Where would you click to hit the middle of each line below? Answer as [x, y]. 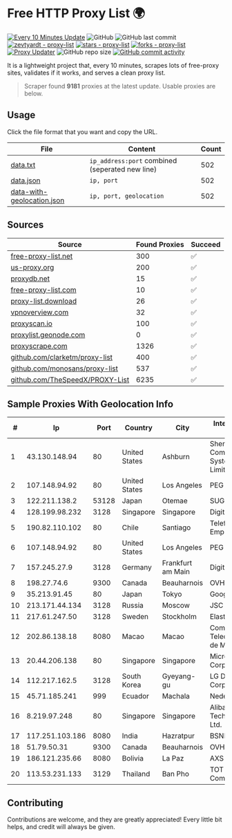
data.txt [23, 165]
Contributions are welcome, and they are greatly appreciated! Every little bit [115, 819]
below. [33, 93]
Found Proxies [160, 244]
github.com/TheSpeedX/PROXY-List [70, 380]
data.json [26, 180]
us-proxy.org [32, 267]
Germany [137, 568]
